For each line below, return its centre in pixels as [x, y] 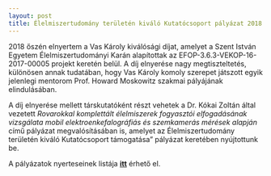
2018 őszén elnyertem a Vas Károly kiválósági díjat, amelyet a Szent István [132, 46]
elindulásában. [33, 89]
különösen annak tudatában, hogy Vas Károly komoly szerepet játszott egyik [135, 72]
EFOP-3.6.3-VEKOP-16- [218, 55]
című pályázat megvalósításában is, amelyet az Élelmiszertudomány [122, 131]
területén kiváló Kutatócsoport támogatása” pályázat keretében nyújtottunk [133, 139]
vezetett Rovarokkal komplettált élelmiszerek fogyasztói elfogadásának [128, 113]
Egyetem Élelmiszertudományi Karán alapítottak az [93, 55]
